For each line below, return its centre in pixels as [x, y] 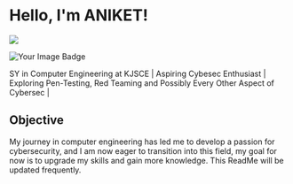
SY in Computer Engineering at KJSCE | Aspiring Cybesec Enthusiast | [138, 73]
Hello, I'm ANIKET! [79, 15]
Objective [37, 120]
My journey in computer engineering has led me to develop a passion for [142, 142]
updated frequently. [45, 170]
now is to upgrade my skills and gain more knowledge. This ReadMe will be [146, 160]
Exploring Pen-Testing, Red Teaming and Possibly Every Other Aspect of [142, 83]
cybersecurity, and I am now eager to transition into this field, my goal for [143, 150]
